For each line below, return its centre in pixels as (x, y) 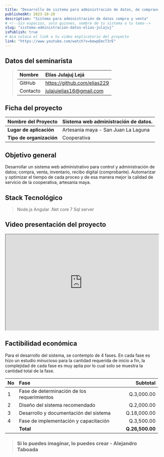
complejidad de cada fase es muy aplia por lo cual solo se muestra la (74, 366)
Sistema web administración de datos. (107, 122)
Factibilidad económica (41, 344)
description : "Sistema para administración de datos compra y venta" (77, 18)
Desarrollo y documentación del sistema (65, 413)
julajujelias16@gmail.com (74, 91)
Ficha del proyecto (34, 108)
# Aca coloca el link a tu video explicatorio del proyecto (67, 37)
